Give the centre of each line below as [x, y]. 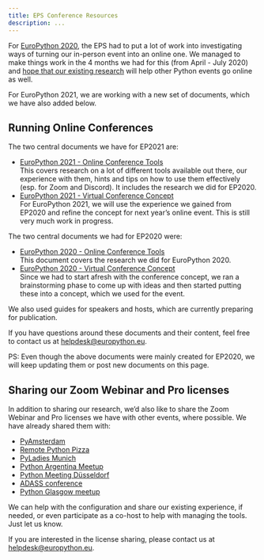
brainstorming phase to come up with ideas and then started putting [130, 285]
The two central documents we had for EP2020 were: [95, 236]
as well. [21, 79]
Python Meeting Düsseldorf [64, 475]
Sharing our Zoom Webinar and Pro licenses [119, 390]
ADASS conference [51, 483]
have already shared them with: [59, 426]
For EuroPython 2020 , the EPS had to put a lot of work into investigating [125, 45]
